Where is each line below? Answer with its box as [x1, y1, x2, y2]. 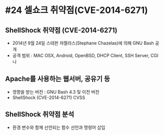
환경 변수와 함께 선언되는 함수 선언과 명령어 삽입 [12, 124, 105, 130]
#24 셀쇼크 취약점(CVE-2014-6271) [5, 4, 148, 16]
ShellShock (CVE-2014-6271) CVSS [12, 94, 85, 100]
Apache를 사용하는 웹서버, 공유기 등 [5, 75, 110, 83]
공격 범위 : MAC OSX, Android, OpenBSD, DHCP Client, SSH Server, [12, 53, 150, 58]
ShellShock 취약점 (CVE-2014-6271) [5, 26, 118, 34]
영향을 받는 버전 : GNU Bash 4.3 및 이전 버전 [12, 89, 99, 95]
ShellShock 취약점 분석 [5, 110, 75, 119]
